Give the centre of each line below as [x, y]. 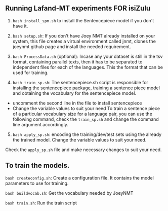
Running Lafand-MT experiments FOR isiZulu [78, 8]
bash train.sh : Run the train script [41, 203]
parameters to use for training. [37, 183]
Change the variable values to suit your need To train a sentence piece [86, 108]
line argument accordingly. [40, 124]
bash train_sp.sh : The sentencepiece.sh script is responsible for [80, 82]
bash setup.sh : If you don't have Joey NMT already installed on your [84, 36]
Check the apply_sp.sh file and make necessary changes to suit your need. [83, 150]
